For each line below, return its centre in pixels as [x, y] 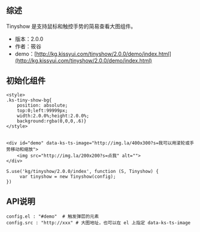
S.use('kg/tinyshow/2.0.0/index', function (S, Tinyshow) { [83, 171]
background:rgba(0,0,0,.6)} [52, 121]
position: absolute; [42, 105]
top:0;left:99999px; [42, 110]
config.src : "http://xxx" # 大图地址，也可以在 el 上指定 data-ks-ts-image [99, 223]
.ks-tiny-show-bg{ [29, 100]
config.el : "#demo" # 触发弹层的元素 [53, 216]
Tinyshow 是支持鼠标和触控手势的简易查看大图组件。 [71, 26]
